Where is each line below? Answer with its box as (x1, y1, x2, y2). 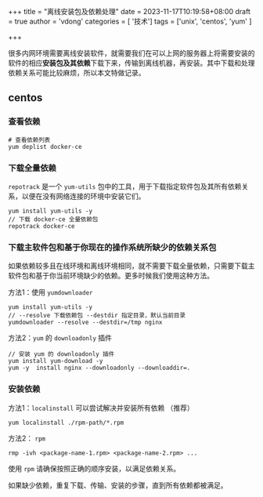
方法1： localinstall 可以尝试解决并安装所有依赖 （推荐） (8, 403, 194, 412)
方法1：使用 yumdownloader (8, 288, 93, 297)
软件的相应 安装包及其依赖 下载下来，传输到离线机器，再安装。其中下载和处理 (8, 58, 255, 67)
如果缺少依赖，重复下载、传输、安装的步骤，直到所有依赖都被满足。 (8, 481, 228, 490)
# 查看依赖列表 (8, 136, 51, 143)
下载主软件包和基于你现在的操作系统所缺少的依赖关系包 (8, 241, 217, 252)
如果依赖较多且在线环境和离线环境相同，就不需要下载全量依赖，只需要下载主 (8, 261, 255, 270)
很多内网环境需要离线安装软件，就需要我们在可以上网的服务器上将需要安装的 (8, 49, 255, 57)
